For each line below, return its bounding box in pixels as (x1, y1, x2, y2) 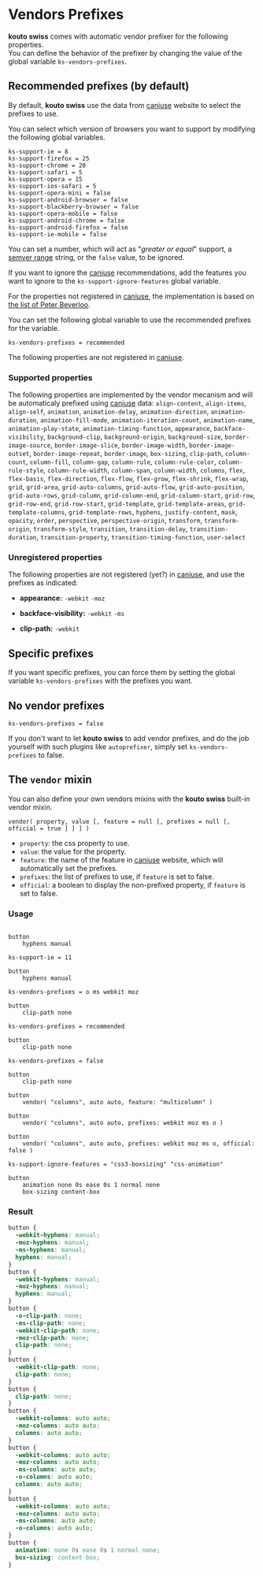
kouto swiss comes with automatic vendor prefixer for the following (8, 32, 228, 41)
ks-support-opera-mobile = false (8, 210, 118, 217)
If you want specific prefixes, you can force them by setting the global (8, 668, 235, 677)
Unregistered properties (8, 551, 102, 562)
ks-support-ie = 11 (8, 954, 72, 962)
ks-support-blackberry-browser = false (8, 202, 139, 210)
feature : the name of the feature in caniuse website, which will (19, 855, 224, 864)
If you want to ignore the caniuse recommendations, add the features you (8, 268, 246, 277)
